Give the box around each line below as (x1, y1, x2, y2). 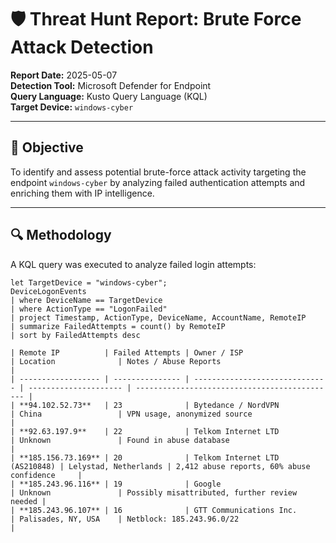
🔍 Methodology (10, 227, 112, 244)
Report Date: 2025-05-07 (10, 69, 118, 81)
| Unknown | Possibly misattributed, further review (10, 487, 298, 498)
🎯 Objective (10, 139, 84, 156)
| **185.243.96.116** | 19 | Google (10, 479, 222, 489)
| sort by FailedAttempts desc (10, 330, 141, 340)
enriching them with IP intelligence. (10, 187, 155, 199)
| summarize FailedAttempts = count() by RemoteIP (10, 321, 226, 331)
